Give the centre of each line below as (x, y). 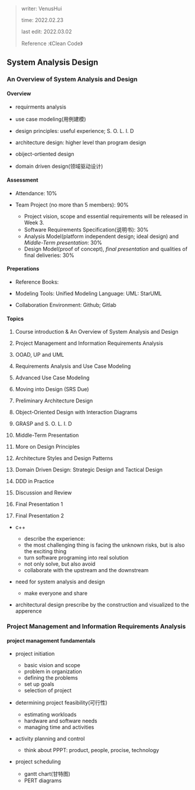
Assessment (22, 180)
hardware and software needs (61, 721)
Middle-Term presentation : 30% (63, 242)
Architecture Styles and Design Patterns (64, 458)
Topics (15, 318)
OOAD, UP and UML (40, 355)
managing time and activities (59, 727)
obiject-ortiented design (45, 154)
